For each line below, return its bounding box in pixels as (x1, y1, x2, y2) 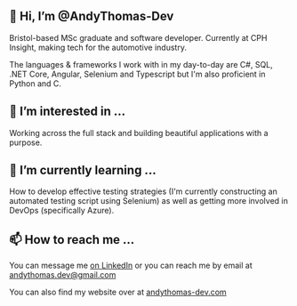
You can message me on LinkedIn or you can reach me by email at (9, 260, 253, 271)
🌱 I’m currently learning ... (9, 163, 157, 178)
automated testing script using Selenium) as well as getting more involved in (9, 196, 289, 206)
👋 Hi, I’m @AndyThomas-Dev (9, 9, 174, 24)
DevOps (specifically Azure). (9, 205, 115, 216)
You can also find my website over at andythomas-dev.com (9, 286, 227, 298)
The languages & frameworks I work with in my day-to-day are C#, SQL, (9, 59, 273, 69)
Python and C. (9, 77, 62, 89)
